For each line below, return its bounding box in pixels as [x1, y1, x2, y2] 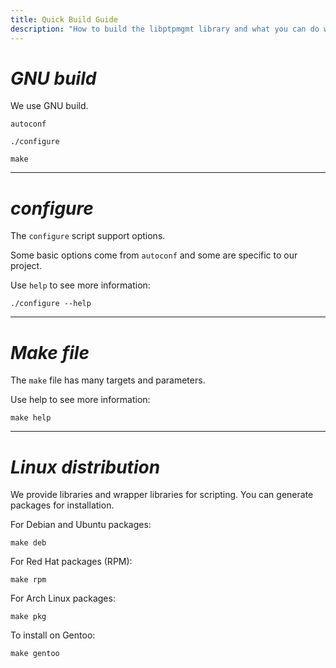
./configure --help [10, 299, 92, 309]
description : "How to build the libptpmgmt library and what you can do [10, 24, 320, 34]
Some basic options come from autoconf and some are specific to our [10, 249, 298, 261]
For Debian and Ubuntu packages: [10, 519, 152, 531]
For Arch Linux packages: [10, 592, 116, 605]
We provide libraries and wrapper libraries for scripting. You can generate [10, 489, 314, 501]
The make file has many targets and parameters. [10, 374, 206, 386]
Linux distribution [10, 456, 161, 478]
